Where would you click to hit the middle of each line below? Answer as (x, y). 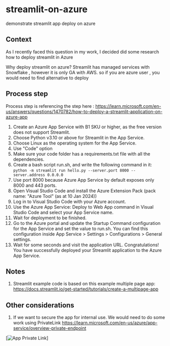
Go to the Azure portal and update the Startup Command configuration (87, 223)
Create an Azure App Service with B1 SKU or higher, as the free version (87, 127)
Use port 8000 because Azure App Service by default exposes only (84, 180)
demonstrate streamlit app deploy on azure (51, 23)
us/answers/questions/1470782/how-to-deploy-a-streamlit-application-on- (84, 111)
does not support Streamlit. (41, 132)
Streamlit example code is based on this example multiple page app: (84, 284)
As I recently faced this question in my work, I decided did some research (82, 51)
